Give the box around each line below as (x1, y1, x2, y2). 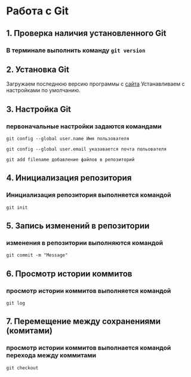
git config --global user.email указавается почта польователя (6, 146, 167, 152)
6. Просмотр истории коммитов (6, 269, 133, 279)
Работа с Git (6, 4, 69, 18)
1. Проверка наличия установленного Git (6, 28, 167, 38)
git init (6, 204, 28, 210)
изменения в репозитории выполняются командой (6, 239, 164, 247)
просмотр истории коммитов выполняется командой (6, 286, 171, 295)
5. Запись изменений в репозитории (6, 221, 150, 231)
